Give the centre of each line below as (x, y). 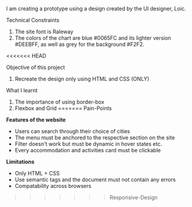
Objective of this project (36, 67)
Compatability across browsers (53, 186)
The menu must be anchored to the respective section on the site (95, 137)
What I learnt (22, 90)
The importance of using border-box (59, 102)
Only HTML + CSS (37, 173)
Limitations (20, 162)
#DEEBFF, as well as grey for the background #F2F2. (79, 44)
